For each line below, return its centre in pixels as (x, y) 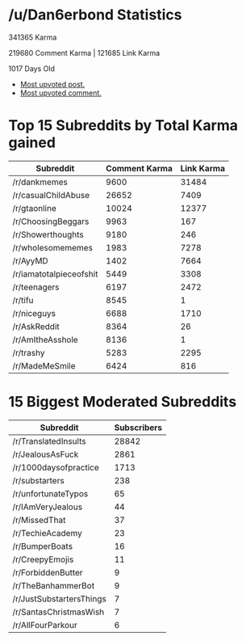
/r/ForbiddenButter (48, 572)
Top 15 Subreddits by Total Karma (123, 126)
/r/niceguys (34, 313)
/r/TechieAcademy (47, 533)
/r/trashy (29, 352)
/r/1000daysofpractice (56, 467)
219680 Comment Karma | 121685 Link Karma (84, 53)
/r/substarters (38, 480)
